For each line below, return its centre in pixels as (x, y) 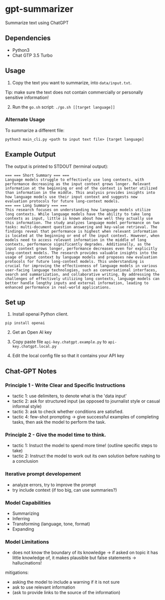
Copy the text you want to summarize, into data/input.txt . (72, 83)
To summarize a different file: (35, 130)
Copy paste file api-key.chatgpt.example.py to (60, 342)
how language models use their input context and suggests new (71, 197)
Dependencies (28, 38)
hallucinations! (27, 563)
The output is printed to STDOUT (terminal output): (57, 166)
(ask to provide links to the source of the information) (66, 593)
